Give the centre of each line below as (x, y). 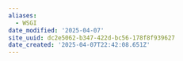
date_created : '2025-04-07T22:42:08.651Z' (79, 45)
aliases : (23, 15)
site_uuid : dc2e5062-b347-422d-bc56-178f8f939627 (92, 38)
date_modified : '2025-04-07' (56, 30)
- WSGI (26, 23)
